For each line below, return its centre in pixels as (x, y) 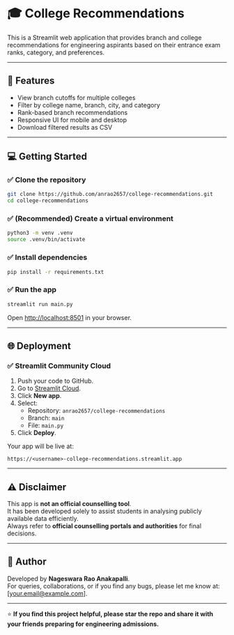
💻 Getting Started (47, 156)
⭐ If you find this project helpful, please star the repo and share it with (110, 613)
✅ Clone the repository (47, 180)
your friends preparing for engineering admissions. (83, 624)
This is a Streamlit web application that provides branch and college (104, 37)
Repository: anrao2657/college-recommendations (96, 411)
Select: (28, 403)
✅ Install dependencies (47, 257)
